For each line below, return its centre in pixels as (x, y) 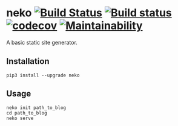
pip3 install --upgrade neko (43, 75)
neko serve (20, 118)
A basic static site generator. (42, 42)
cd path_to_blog (27, 113)
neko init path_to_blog (36, 108)
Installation (28, 61)
